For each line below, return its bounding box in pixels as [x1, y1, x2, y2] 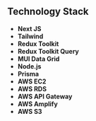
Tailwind [17, 32, 44, 40]
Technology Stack [7, 6, 89, 18]
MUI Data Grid [17, 54, 60, 63]
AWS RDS [17, 84, 47, 93]
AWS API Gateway [17, 92, 73, 100]
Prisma [17, 69, 40, 78]
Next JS [17, 24, 42, 33]
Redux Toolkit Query [17, 47, 79, 55]
